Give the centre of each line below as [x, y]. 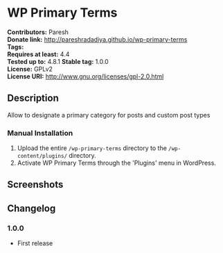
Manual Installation [40, 133]
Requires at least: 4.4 [38, 54]
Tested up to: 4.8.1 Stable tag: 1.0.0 [58, 61]
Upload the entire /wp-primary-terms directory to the [92, 148]
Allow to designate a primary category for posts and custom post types [109, 115]
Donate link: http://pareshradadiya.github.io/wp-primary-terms [97, 39]
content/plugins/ [42, 156]
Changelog [32, 208]
